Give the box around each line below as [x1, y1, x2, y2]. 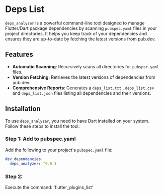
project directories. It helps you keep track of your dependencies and [5, 30, 147, 36]
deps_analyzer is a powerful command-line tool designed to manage [5, 20, 145, 26]
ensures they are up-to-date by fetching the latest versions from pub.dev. [5, 36, 156, 42]
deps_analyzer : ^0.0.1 [9, 161, 57, 166]
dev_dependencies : [5, 156, 43, 162]
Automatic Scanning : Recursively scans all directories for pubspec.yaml [12, 63, 159, 69]
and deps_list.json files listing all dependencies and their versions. [12, 90, 152, 96]
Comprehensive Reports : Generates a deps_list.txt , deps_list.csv [12, 85, 154, 91]
